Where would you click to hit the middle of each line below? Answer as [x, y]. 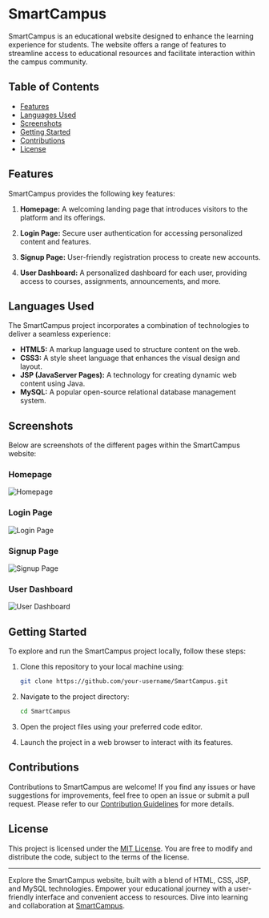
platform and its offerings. [62, 217]
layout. [31, 366]
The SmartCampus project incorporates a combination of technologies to [129, 326]
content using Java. [52, 384]
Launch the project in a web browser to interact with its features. [126, 742]
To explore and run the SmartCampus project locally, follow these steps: [127, 651]
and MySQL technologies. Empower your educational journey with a [120, 888]
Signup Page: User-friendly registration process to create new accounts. [140, 257]
